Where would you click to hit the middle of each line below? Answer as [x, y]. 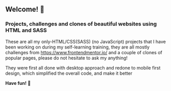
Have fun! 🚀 [18, 83]
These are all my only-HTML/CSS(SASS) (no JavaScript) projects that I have [86, 41]
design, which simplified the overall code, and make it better [69, 73]
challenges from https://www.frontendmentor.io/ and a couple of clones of [84, 52]
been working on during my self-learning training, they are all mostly [78, 47]
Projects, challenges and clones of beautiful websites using [81, 24]
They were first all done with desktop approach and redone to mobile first [83, 67]
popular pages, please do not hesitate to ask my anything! [67, 58]
